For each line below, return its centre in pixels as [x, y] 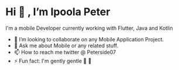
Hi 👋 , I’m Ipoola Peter [58, 12]
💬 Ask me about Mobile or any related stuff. [66, 45]
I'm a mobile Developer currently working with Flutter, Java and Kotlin [89, 28]
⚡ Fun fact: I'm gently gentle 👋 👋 [53, 61]
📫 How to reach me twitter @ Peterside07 [65, 52]
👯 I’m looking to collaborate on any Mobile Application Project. [89, 39]
